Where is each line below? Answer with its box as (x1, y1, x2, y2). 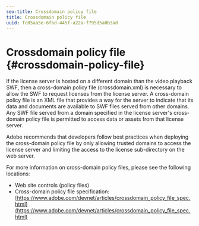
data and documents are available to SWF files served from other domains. (6, 103, 189, 110)
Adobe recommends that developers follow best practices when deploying (6, 133, 189, 140)
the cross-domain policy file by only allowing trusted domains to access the (6, 140, 191, 147)
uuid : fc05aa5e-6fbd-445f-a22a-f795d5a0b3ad (6, 20, 118, 26)
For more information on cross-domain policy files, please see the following (6, 164, 191, 171)
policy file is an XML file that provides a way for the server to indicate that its (6, 96, 194, 104)
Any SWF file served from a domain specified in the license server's (6, 109, 172, 117)
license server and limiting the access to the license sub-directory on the (6, 146, 185, 153)
